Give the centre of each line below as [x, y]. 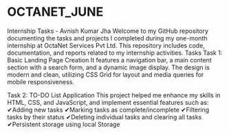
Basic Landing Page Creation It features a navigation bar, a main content [109, 60]
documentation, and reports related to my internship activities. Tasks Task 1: [115, 53]
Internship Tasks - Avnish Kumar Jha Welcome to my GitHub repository [108, 31]
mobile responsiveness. [41, 82]
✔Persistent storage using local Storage [64, 124]
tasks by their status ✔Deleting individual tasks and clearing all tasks [105, 116]
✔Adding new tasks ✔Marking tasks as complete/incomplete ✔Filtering [108, 110]
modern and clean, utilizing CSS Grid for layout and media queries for [106, 74]
